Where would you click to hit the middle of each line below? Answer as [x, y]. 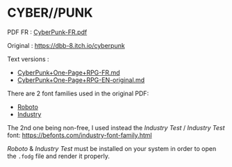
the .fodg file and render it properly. [58, 156]
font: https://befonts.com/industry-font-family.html [80, 135]
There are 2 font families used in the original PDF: [78, 93]
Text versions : [28, 59]
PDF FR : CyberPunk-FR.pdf [47, 32]
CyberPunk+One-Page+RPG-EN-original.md [81, 80]
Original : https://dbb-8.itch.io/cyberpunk [66, 45]
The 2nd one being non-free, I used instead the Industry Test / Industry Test [116, 127]
